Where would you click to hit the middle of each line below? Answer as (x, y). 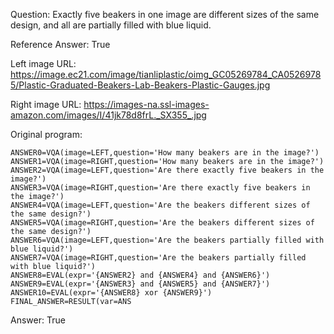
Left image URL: (43, 63)
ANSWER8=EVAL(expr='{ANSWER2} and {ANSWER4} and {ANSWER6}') (140, 275)
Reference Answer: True (60, 44)
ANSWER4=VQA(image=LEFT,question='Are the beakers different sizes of (160, 205)
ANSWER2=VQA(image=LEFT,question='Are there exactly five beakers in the (167, 170)
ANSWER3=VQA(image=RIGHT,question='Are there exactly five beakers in (160, 188)
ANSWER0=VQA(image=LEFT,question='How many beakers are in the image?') (165, 153)
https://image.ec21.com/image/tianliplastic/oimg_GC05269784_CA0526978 (166, 74)
